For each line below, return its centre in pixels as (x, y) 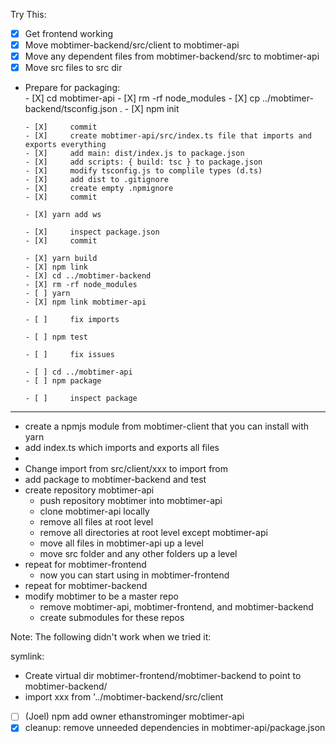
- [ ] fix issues (69, 355)
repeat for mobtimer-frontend (85, 565)
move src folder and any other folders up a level (138, 554)
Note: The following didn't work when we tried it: (111, 637)
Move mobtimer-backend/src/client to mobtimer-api (132, 45)
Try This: (28, 14)
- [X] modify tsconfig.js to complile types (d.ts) (143, 171)
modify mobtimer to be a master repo (101, 596)
